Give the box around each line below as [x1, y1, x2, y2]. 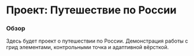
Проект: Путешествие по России [6, 3, 177, 17]
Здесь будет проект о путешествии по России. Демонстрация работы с [6, 37, 188, 44]
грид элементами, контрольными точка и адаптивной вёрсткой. [6, 44, 169, 51]
